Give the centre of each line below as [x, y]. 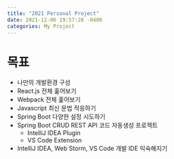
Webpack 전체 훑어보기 [49, 99]
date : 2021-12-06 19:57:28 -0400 [55, 20]
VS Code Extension [54, 140]
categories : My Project [41, 26]
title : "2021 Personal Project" [53, 13]
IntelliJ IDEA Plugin [54, 133]
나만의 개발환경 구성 [43, 82]
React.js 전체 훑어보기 [47, 91]
